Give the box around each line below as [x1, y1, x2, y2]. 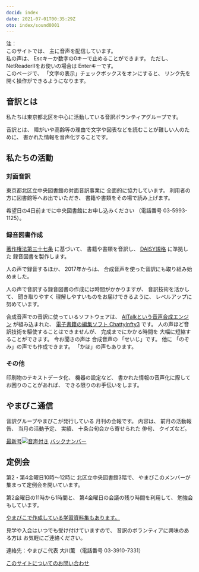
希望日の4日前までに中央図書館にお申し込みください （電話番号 [6, 206, 162, 214]
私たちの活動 [6, 153, 53, 163]
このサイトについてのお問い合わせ [6, 559, 90, 567]
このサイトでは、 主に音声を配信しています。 [6, 48, 117, 55]
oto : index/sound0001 [6, 22, 60, 28]
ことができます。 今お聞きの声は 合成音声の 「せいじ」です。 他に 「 [11, 336, 179, 343]
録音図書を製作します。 [12, 253, 70, 260]
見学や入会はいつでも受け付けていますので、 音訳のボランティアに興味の [6, 527, 184, 534]
